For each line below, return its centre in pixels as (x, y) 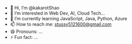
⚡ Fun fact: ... (24, 37)
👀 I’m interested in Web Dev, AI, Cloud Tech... (57, 13)
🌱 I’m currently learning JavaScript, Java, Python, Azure (69, 18)
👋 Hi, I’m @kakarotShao (35, 8)
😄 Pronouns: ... (26, 31)
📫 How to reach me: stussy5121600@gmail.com (61, 24)
